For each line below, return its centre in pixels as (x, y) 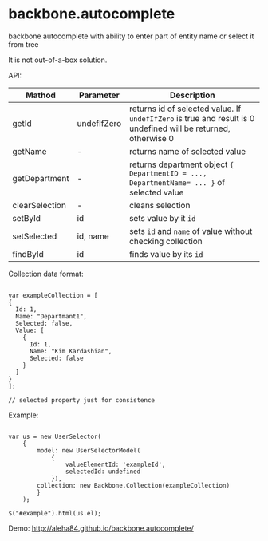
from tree (24, 44)
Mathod (40, 95)
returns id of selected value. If (185, 109)
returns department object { (181, 164)
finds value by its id (166, 254)
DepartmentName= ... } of (177, 182)
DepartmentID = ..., (168, 173)
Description (193, 95)
